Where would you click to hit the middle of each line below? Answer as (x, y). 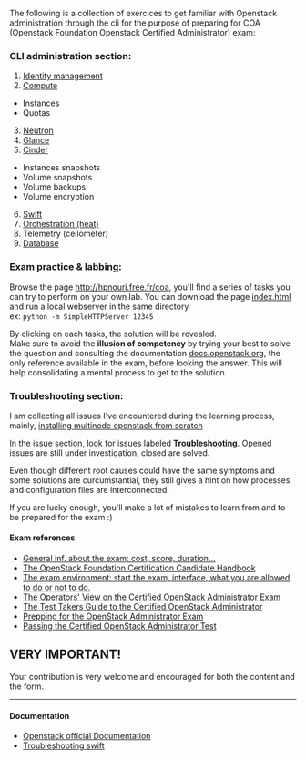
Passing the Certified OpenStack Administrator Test (119, 626)
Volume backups (54, 187)
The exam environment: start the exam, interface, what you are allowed (156, 578)
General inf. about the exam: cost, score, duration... (119, 559)
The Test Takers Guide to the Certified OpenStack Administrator (143, 607)
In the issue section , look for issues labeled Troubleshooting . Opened (141, 443)
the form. (26, 686)
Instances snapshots (61, 168)
